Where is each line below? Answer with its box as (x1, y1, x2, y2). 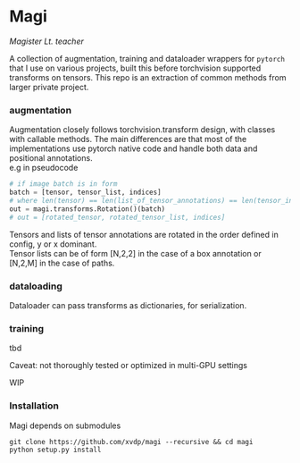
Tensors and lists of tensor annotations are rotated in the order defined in (9, 229, 279, 240)
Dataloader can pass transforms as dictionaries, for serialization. (9, 299, 247, 310)
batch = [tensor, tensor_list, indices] (9, 188, 162, 198)
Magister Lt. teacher (9, 36, 85, 46)
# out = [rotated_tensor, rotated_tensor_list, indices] (9, 213, 226, 222)
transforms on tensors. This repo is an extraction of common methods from (9, 72, 287, 82)
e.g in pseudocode (9, 163, 79, 173)
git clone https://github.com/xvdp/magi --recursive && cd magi (9, 437, 254, 446)
